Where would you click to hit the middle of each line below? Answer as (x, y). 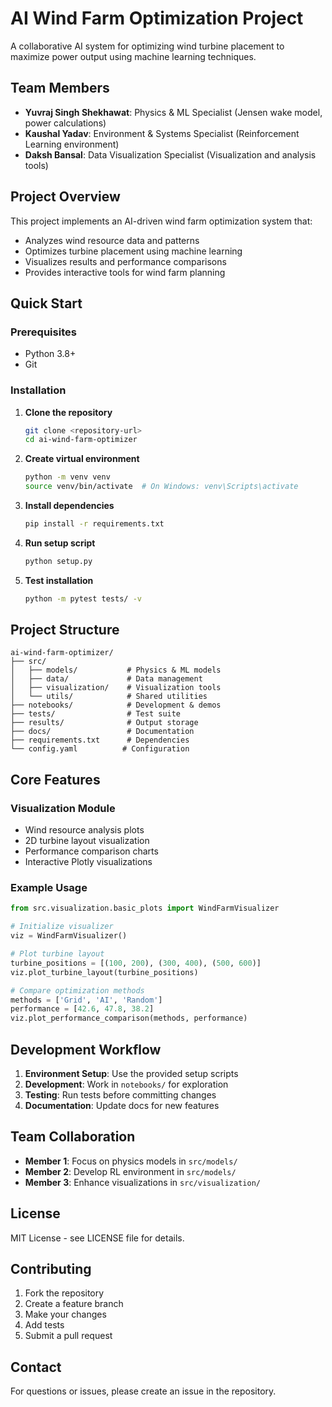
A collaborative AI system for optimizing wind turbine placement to (147, 46)
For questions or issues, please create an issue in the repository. (143, 1391)
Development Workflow (86, 1049)
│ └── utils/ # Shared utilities (109, 697)
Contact (36, 1367)
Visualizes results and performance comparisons (125, 261)
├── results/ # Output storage (104, 723)
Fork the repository (64, 1293)
